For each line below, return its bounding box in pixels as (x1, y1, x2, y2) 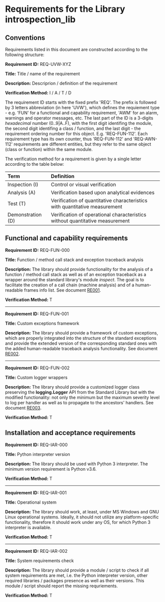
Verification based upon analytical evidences (51, 189, 155, 196)
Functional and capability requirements (5, 234, 128, 242)
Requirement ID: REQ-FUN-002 (5, 365, 70, 371)
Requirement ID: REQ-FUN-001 (5, 311, 69, 317)
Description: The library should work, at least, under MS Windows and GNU (5, 509, 159, 514)
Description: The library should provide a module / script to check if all (5, 567, 149, 573)
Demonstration (7, 211, 42, 218)
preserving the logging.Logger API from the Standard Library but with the (5, 389, 155, 395)
